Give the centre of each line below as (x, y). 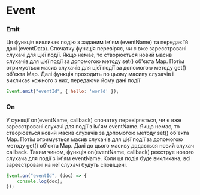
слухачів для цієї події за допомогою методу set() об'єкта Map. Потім (95, 61)
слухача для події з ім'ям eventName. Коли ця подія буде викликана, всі (99, 158)
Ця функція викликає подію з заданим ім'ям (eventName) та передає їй (97, 42)
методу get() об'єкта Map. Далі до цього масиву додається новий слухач (100, 145)
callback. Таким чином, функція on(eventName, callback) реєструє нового (100, 152)
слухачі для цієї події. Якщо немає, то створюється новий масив (89, 55)
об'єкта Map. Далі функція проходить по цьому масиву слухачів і (90, 74)
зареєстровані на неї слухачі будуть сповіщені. (67, 164)
